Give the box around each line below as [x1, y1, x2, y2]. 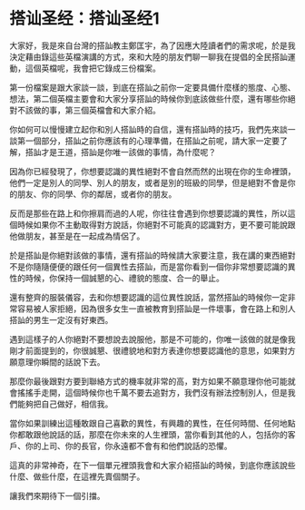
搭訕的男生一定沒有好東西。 [9, 314, 113, 325]
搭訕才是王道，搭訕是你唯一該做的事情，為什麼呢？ [25, 146, 216, 157]
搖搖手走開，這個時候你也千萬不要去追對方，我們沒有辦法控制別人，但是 [16, 387, 288, 397]
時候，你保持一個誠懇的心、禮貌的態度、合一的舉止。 [25, 272, 224, 283]
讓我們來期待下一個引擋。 [9, 490, 105, 501]
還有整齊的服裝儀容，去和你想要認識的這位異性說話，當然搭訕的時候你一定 [9, 291, 288, 302]
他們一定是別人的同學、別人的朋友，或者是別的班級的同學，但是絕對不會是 [9, 177, 288, 188]
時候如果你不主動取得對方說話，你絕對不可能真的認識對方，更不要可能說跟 [16, 219, 296, 230]
